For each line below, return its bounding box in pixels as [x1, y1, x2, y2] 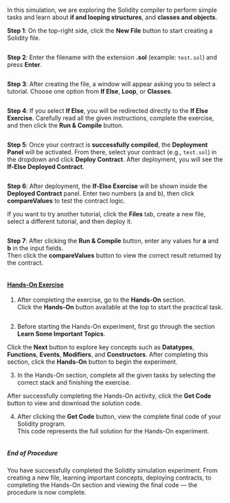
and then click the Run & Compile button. [7, 121, 124, 130]
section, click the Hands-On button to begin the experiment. [7, 358, 178, 366]
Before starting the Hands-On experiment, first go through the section [16, 322, 215, 331]
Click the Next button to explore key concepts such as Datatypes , [7, 343, 194, 351]
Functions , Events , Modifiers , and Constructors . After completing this [7, 351, 209, 359]
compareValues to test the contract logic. [7, 196, 126, 205]
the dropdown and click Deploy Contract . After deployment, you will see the [7, 155, 223, 163]
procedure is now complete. [7, 489, 87, 497]
